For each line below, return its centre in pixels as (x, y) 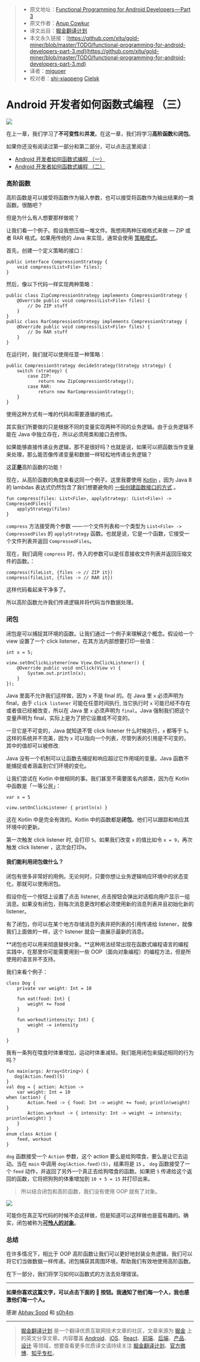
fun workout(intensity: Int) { (56, 1020)
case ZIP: (40, 376)
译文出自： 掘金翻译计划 (58, 30)
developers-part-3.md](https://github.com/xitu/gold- (94, 51)
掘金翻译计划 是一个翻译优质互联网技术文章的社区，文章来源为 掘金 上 (106, 1331)
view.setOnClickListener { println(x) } (57, 808)
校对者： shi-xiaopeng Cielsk (64, 78)
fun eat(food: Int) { (43, 999)
